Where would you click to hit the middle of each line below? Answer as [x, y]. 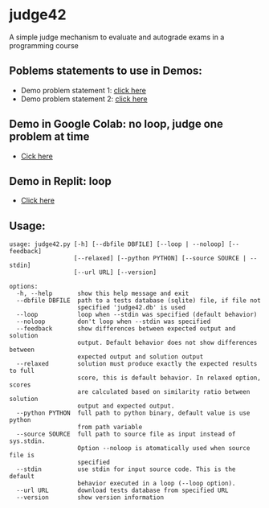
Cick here [37, 156]
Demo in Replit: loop [60, 181]
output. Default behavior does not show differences [167, 343]
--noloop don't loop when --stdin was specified [114, 322]
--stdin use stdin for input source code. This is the [126, 469]
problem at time [49, 137]
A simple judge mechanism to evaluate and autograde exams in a [117, 37]
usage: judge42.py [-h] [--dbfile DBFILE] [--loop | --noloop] [117, 244]
